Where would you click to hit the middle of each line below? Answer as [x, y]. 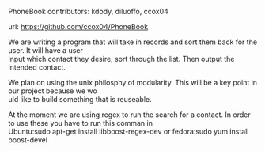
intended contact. [37, 67]
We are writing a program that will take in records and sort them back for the [133, 42]
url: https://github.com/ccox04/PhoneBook [78, 26]
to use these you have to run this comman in [80, 123]
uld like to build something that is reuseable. [80, 99]
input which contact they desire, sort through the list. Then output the [121, 59]
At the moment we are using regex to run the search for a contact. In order [129, 115]
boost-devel [28, 140]
